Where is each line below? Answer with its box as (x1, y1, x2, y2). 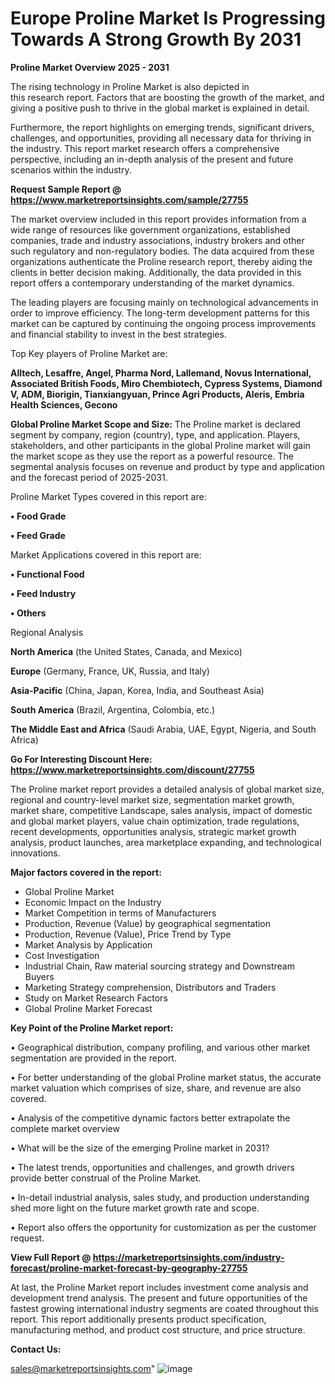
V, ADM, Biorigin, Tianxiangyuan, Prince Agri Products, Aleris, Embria (10, 388, 305, 400)
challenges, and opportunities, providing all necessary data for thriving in (10, 132, 312, 144)
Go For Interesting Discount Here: (10, 753, 153, 765)
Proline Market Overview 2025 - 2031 (10, 61, 170, 73)
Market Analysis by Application (24, 938, 153, 951)
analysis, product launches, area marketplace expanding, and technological (10, 836, 322, 848)
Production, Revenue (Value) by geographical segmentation (24, 917, 272, 929)
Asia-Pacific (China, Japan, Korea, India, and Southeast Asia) (10, 684, 265, 696)
